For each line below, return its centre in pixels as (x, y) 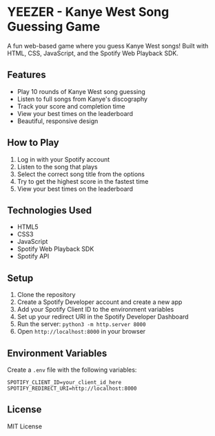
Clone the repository (46, 295)
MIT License (25, 426)
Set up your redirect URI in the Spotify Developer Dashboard (103, 317)
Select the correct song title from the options (81, 174)
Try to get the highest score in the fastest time (83, 181)
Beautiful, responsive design (58, 121)
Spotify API (33, 256)
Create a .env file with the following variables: (72, 370)
